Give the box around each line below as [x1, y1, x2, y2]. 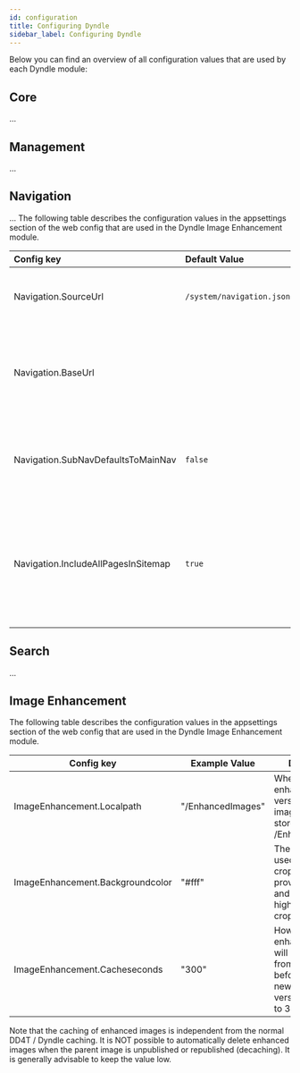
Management [9, 139, 86, 155]
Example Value [190, 757, 256, 770]
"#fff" [180, 876, 204, 889]
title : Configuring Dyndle [9, 21, 110, 30]
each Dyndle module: [9, 63, 87, 74]
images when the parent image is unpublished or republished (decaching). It [9, 1044, 290, 1055]
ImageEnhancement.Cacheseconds [13, 963, 163, 976]
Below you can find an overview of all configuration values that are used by [9, 55, 287, 65]
